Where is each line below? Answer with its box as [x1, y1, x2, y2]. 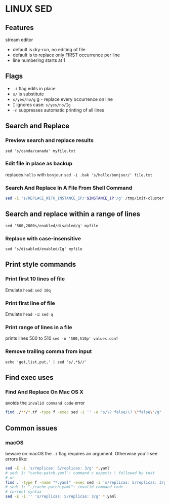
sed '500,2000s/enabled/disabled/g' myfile [5, 223, 99, 228]
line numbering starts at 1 [12, 57, 66, 63]
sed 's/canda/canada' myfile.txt [5, 148, 76, 154]
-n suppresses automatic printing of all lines [12, 107, 105, 113]
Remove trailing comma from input [5, 348, 92, 355]
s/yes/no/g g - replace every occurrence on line [12, 96, 113, 102]
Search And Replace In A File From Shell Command [5, 184, 133, 191]
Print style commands [5, 260, 76, 269]
